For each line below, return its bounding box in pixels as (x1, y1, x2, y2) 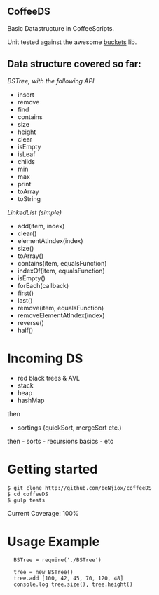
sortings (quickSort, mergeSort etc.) (17, 423, 122, 432)
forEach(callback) (17, 281, 69, 289)
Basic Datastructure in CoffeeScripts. (7, 24, 114, 32)
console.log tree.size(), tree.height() (13, 581, 133, 588)
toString (17, 194, 41, 203)
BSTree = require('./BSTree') (13, 556, 102, 563)
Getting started (7, 461, 98, 477)
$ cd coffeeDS (7, 491, 49, 498)
